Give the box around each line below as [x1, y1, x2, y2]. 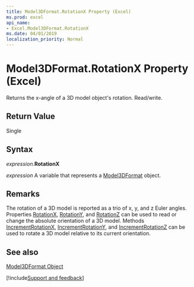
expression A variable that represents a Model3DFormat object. [6, 172, 161, 179]
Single [6, 127, 22, 134]
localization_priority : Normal [6, 36, 84, 42]
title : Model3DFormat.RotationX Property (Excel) [6, 8, 132, 15]
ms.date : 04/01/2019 [6, 31, 58, 37]
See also [6, 247, 39, 257]
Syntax [6, 144, 33, 154]
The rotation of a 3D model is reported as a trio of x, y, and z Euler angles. [6, 204, 187, 212]
